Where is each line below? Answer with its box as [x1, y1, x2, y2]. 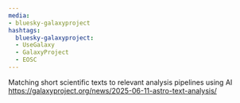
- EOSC [15, 56, 37, 64]
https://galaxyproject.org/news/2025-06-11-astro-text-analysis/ [8, 86, 217, 95]
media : [8, 11, 30, 20]
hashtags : [8, 26, 41, 34]
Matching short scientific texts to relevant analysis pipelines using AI [8, 77, 233, 87]
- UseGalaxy [15, 41, 56, 49]
